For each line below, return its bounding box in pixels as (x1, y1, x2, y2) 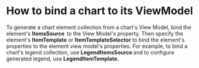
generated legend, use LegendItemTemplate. (6, 55, 119, 62)
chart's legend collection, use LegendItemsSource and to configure (6, 48, 175, 56)
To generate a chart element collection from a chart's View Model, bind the (6, 24, 192, 31)
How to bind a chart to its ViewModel (6, 4, 194, 18)
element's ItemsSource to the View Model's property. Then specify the (6, 30, 183, 37)
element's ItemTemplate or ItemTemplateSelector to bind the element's (6, 36, 185, 43)
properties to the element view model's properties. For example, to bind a (6, 43, 188, 50)
